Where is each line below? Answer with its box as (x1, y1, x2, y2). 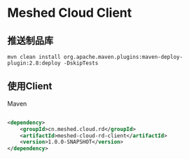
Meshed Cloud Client (7, 5, 132, 21)
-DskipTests (63, 60, 99, 67)
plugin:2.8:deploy (7, 60, 61, 67)
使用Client (7, 81, 52, 92)
